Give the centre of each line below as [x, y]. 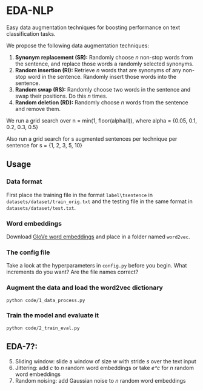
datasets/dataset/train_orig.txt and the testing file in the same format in [99, 201]
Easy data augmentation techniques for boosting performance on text [93, 27]
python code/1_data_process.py [46, 300]
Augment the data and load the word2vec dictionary [85, 287]
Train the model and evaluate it [53, 315]
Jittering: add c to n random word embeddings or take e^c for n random [104, 368]
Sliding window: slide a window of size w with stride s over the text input [106, 361]
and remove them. [38, 109]
